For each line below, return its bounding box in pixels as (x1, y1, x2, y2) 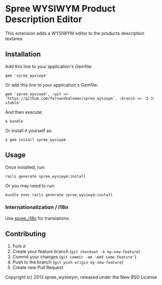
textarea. (5, 36, 23, 42)
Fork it (12, 243, 26, 249)
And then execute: (5, 109, 43, 115)
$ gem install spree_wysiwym (5, 137, 66, 142)
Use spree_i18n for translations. (5, 215, 70, 221)
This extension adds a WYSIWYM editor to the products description (5, 30, 144, 36)
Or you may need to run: (5, 182, 55, 188)
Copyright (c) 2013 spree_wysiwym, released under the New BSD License (5, 274, 157, 280)
